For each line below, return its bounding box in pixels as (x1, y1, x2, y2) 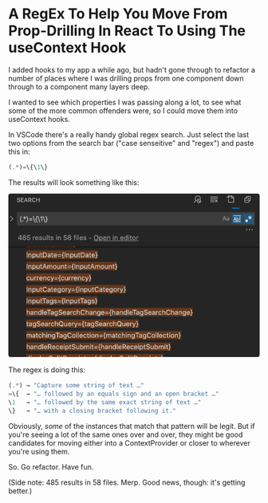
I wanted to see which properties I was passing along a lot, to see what (8, 97, 242, 107)
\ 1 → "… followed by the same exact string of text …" (8, 399, 202, 407)
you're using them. (8, 446, 70, 456)
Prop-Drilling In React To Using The (8, 22, 246, 40)
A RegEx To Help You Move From (8, 5, 228, 23)
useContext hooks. (8, 114, 70, 124)
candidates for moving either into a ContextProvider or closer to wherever (8, 438, 251, 447)
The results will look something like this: (8, 177, 140, 187)
